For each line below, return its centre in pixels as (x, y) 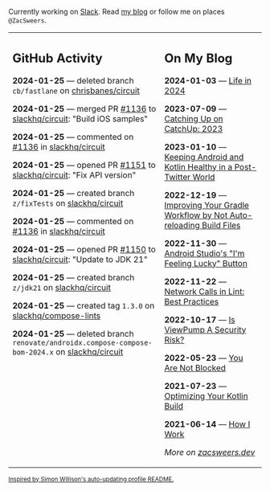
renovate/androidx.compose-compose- (82, 342)
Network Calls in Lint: (205, 291)
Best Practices (192, 301)
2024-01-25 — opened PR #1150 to (84, 249)
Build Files (221, 225)
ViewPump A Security (205, 329)
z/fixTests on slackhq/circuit (68, 203)
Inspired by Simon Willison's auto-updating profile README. (91, 479)
